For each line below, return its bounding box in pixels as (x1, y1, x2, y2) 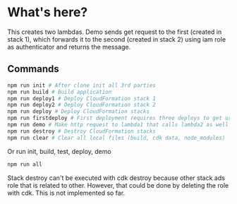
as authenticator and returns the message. (7, 42, 131, 51)
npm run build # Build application (7, 88, 112, 95)
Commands (7, 63, 60, 75)
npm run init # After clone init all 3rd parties (7, 82, 157, 89)
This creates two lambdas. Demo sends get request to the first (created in (7, 28, 222, 36)
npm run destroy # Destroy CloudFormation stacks (7, 128, 157, 135)
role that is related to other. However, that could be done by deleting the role (7, 181, 229, 189)
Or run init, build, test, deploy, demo (7, 147, 111, 155)
